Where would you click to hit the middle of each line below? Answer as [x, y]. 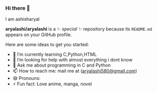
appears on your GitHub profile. [39, 35]
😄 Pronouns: [27, 78]
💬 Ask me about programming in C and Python [62, 65]
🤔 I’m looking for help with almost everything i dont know [73, 60]
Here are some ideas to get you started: [47, 45]
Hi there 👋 [18, 8]
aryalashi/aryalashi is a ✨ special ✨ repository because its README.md [79, 29]
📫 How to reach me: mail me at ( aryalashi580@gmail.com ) [75, 71]
